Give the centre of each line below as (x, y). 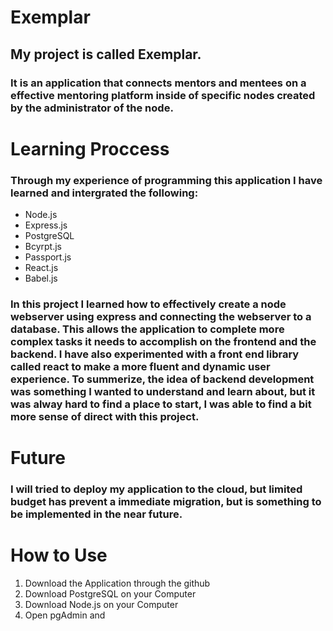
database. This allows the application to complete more (147, 329)
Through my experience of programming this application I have (166, 180)
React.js (41, 267)
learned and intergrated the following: (104, 193)
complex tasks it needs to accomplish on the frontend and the (163, 341)
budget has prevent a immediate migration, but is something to (166, 502)
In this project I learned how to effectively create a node (148, 304)
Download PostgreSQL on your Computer (110, 593)
